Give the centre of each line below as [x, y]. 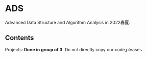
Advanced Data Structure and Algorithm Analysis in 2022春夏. [68, 22]
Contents [20, 38]
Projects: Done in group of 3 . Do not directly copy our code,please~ [74, 49]
